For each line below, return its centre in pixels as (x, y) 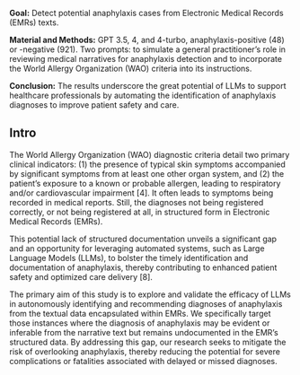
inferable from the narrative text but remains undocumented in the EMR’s (144, 332)
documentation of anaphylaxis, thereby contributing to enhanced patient (143, 267)
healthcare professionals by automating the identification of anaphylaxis (143, 95)
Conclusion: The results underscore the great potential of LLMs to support (148, 86)
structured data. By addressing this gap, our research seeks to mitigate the (148, 342)
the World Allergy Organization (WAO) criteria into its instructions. (131, 68)
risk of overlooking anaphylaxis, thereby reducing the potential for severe (145, 351)
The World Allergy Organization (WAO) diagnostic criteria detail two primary (150, 154)
